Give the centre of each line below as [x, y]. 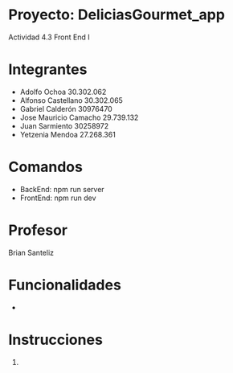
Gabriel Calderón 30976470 [66, 109]
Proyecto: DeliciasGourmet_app [117, 15]
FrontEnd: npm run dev [58, 198]
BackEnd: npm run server [62, 189]
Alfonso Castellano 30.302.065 [71, 100]
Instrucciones [55, 340]
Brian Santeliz [31, 252]
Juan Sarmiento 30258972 [64, 125]
